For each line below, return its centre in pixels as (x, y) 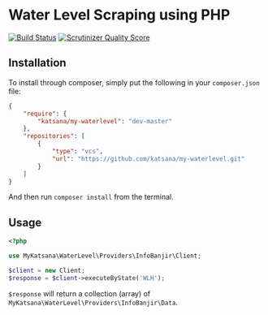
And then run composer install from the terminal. (91, 197)
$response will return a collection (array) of (80, 293)
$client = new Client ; (47, 270)
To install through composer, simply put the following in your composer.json (134, 82)
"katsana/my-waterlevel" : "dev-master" (105, 121)
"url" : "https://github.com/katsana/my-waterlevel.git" (148, 159)
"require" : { (45, 114)
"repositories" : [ (54, 136)
